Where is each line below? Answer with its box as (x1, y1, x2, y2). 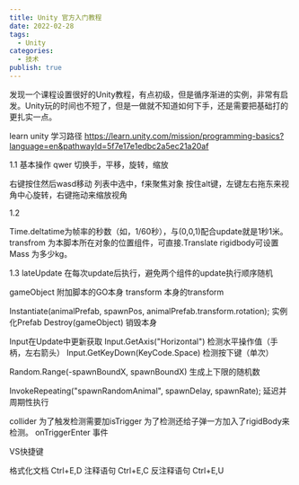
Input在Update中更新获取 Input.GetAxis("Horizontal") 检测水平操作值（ (9, 336, 271, 347)
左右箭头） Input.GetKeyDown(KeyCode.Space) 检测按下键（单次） (24, 347, 274, 357)
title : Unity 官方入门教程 (9, 13, 102, 22)
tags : (9, 30, 30, 39)
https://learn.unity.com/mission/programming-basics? (84, 130, 285, 141)
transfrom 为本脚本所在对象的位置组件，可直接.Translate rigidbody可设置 (9, 237, 279, 248)
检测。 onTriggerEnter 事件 (9, 427, 110, 437)
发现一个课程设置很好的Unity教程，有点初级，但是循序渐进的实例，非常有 (9, 89, 281, 100)
